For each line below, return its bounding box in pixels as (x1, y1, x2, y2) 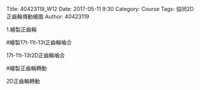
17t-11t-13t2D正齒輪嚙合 (6, 52, 65, 59)
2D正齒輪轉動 (6, 78, 41, 85)
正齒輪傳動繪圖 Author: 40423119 (6, 13, 90, 20)
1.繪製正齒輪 (6, 26, 37, 33)
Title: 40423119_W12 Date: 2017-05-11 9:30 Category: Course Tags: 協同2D (6, 5, 194, 12)
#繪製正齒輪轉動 (6, 64, 47, 72)
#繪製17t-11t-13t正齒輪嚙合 (6, 39, 72, 46)
